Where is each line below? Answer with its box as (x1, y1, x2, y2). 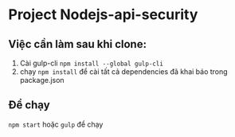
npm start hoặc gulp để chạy (8, 119, 104, 129)
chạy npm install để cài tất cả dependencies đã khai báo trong (19, 67, 229, 76)
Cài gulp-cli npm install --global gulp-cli (19, 58, 163, 68)
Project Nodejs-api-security (8, 6, 198, 24)
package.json (19, 76, 65, 84)
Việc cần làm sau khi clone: (8, 37, 147, 51)
